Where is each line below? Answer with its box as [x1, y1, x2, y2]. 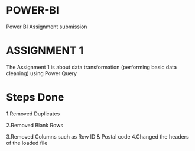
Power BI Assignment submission [6, 23, 87, 30]
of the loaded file [6, 139, 48, 146]
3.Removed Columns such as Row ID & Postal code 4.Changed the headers [6, 133, 189, 140]
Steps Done [6, 91, 64, 104]
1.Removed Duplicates [6, 110, 60, 117]
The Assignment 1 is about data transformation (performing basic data [6, 63, 177, 70]
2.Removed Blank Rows [6, 121, 64, 128]
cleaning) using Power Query [6, 69, 77, 77]
